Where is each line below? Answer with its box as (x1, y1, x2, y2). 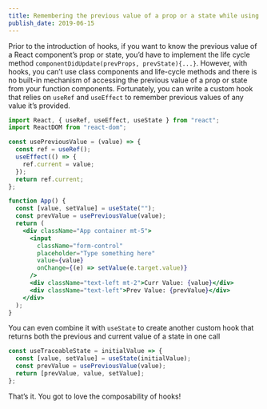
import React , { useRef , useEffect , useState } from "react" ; (8, 116, 220, 124)
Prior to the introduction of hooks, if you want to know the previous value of (8, 41, 257, 50)
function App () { (8, 197, 66, 205)
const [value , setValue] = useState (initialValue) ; (15, 355, 192, 363)
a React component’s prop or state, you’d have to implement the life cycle (8, 50, 250, 59)
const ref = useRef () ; (15, 146, 91, 154)
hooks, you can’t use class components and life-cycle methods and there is (8, 66, 257, 76)
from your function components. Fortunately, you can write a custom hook (8, 83, 253, 93)
